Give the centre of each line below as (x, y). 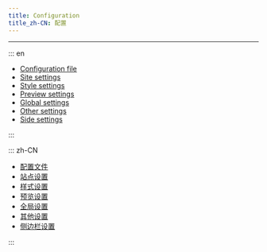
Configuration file (48, 68)
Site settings (40, 77)
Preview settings (47, 94)
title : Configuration (44, 16)
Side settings (41, 119)
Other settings (43, 110)
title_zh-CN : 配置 (37, 23)
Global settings (44, 102)
